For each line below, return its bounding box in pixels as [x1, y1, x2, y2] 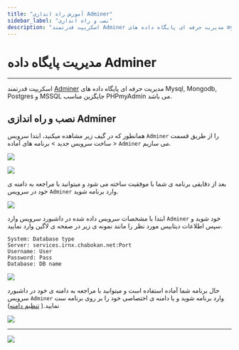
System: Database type [7, 235, 75, 243]
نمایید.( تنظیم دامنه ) [7, 302, 60, 310]
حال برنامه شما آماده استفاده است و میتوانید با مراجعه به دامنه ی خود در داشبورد [7, 286, 221, 295]
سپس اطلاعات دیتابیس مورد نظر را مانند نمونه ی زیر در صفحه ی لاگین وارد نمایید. [7, 222, 223, 230]
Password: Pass [7, 254, 53, 262]
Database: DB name [7, 260, 62, 267]
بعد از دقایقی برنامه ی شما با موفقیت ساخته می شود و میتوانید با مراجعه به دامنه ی [7, 179, 226, 189]
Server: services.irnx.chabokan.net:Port [7, 242, 132, 249]
